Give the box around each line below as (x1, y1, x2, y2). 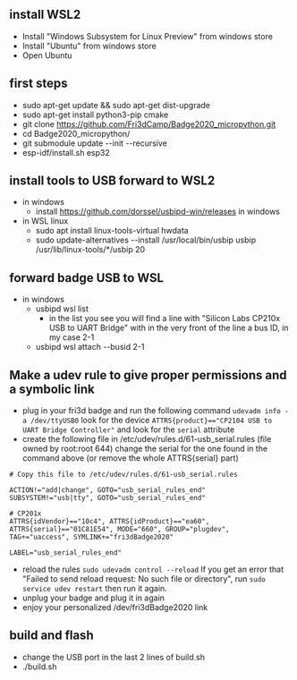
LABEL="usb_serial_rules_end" (9, 548, 123, 557)
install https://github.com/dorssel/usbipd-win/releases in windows (35, 206, 280, 217)
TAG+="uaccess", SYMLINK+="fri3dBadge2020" (9, 532, 174, 542)
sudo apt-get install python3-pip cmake (21, 109, 169, 120)
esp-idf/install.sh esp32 (21, 147, 110, 157)
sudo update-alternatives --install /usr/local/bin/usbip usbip (35, 234, 257, 245)
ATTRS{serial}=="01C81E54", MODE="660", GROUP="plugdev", (9, 525, 230, 534)
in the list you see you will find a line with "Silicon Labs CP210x (48, 313, 281, 324)
